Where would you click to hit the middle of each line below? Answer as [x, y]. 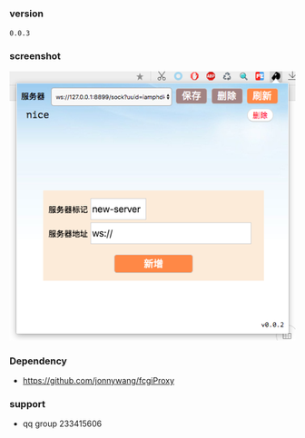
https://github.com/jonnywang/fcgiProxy [98, 381]
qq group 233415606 [62, 423]
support [27, 404]
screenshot [35, 56]
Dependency [39, 361]
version [26, 14]
